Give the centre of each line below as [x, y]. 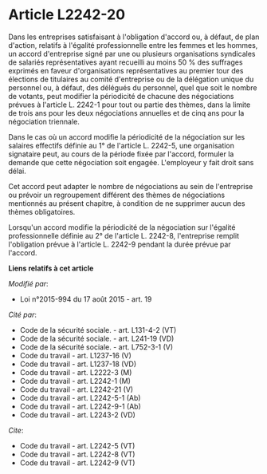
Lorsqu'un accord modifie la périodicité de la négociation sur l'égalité [122, 227]
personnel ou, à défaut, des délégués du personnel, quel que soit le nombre [133, 87]
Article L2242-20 [67, 15]
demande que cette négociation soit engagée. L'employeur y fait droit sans [131, 162]
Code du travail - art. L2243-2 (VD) [77, 415]
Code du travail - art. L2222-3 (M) [76, 372]
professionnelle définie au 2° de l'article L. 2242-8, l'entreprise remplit [124, 235]
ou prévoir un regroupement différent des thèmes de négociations [117, 195]
